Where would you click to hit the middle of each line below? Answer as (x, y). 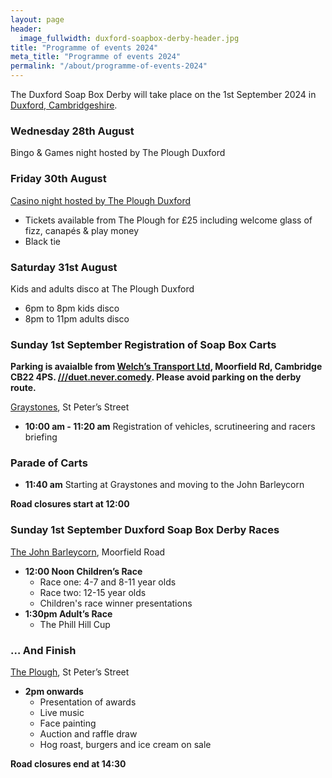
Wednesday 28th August (72, 131)
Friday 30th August (58, 179)
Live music (62, 713)
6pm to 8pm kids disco (72, 308)
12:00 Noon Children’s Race (83, 571)
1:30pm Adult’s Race (68, 613)
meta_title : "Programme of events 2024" (96, 57)
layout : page (37, 19)
